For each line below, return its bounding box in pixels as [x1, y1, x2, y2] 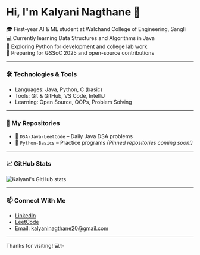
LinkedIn [14, 212, 36, 219]
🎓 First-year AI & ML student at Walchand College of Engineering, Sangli [6, 25, 186, 32]
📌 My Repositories [6, 119, 60, 128]
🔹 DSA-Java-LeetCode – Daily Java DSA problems [14, 132, 133, 139]
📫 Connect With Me [6, 196, 66, 204]
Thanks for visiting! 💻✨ [6, 242, 64, 250]
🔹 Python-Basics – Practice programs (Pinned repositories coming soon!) [14, 139, 193, 146]
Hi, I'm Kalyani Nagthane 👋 [6, 5, 141, 19]
